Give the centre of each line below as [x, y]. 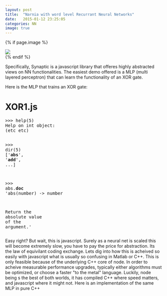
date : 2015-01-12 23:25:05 [35, 19]
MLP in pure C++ [23, 289]
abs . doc [14, 189]
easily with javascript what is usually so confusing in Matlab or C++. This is [82, 257]
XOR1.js [21, 107]
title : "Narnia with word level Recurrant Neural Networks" [70, 14]
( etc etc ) [17, 131]
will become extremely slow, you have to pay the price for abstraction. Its [80, 246]
